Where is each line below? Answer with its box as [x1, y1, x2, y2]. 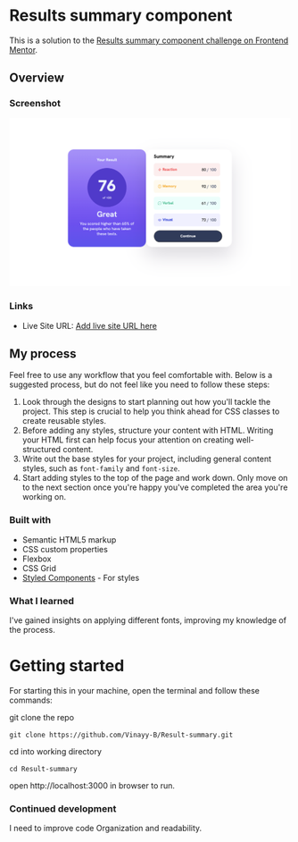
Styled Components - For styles [21, 572, 140, 583]
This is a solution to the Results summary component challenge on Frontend [9, 35, 289, 46]
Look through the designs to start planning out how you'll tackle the [21, 397, 271, 408]
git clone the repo [9, 711, 74, 722]
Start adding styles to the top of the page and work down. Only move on [21, 473, 288, 484]
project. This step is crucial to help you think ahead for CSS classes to [21, 406, 280, 417]
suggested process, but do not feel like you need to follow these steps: [9, 379, 270, 390]
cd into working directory [9, 745, 103, 756]
